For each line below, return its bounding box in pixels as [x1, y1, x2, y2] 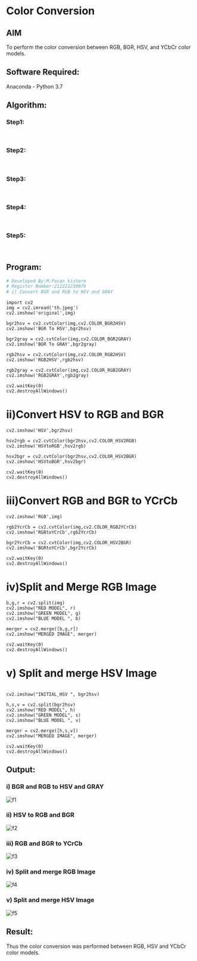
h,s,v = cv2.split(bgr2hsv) [6, 702, 76, 708]
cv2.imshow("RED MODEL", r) [6, 605, 76, 611]
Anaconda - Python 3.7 [6, 83, 63, 90]
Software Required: [6, 67, 80, 77]
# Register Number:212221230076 [6, 284, 86, 290]
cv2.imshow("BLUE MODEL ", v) [6, 717, 82, 723]
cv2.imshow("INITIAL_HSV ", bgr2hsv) [6, 691, 100, 697]
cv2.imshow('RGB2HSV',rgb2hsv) [6, 357, 84, 363]
